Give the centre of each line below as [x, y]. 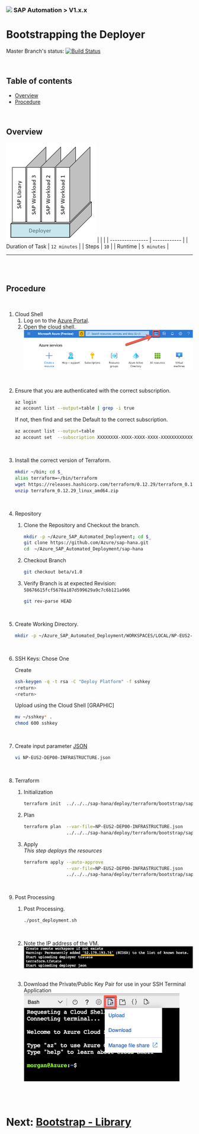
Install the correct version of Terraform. [63, 460]
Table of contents [39, 81]
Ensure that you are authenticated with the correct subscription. [93, 390]
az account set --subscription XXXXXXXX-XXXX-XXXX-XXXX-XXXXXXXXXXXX [104, 438]
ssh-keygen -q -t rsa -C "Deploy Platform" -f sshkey [83, 681]
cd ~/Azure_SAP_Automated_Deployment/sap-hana [83, 549]
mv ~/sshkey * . [33, 717]
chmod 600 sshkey [36, 724]
